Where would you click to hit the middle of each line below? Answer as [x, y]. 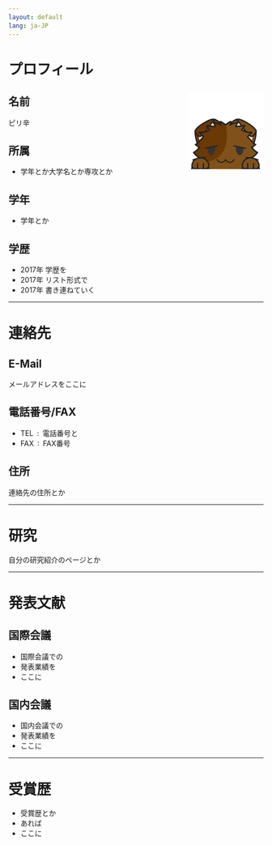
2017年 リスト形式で [54, 280]
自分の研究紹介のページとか [55, 560]
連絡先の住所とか [37, 492]
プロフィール [51, 69]
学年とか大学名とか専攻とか [66, 172]
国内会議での [41, 726]
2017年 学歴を [43, 269]
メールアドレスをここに [47, 384]
